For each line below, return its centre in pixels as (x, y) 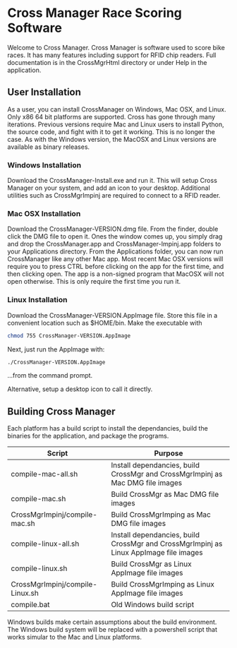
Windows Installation (44, 165)
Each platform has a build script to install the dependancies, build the (108, 428)
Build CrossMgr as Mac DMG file (165, 494)
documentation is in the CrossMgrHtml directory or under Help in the (107, 62)
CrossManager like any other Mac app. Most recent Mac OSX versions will (115, 259)
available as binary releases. (49, 147)
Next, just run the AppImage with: (56, 349)
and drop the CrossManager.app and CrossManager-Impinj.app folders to (114, 244)
